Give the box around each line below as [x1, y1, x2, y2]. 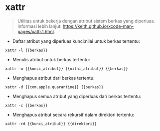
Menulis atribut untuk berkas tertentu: [12, 56, 90, 62]
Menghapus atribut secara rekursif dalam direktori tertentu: [12, 112, 135, 118]
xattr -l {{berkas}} [5, 48, 48, 53]
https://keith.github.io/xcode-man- [62, 23, 134, 29]
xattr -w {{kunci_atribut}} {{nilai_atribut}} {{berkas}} [5, 66, 128, 71]
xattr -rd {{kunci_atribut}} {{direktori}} [5, 121, 97, 126]
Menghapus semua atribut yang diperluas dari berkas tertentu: [12, 93, 141, 99]
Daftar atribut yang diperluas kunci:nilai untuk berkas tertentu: [12, 38, 141, 44]
